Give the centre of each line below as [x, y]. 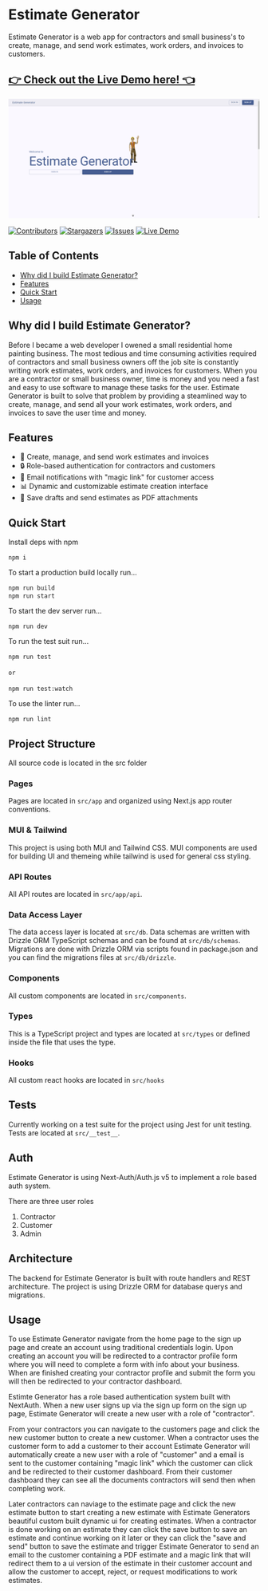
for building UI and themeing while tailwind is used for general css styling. [130, 856]
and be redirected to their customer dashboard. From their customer [120, 1472]
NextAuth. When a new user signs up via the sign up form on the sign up [128, 1405]
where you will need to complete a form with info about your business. [124, 1364]
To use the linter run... [44, 704]
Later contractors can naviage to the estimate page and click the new [122, 1504]
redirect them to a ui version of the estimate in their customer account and [130, 1563]
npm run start [32, 596]
